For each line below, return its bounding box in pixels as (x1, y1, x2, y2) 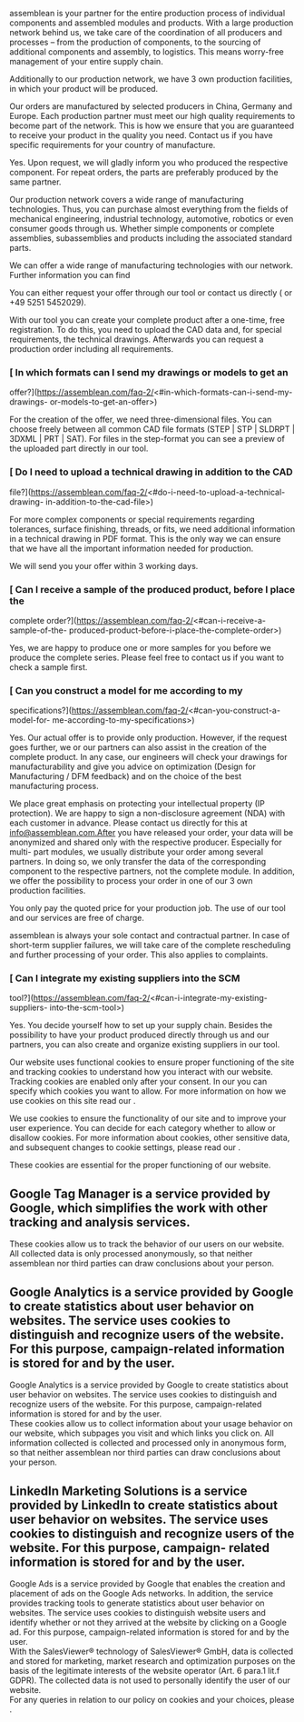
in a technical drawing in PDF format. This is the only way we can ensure (9, 533, 281, 544)
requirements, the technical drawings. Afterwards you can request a (9, 334, 264, 345)
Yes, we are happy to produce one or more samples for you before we (9, 642, 271, 653)
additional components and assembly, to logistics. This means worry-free (9, 46, 284, 57)
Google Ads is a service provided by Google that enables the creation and (9, 1577, 286, 1589)
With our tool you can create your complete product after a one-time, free (9, 315, 286, 325)
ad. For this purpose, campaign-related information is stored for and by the (9, 1627, 290, 1637)
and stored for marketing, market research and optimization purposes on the (9, 1655, 296, 1667)
